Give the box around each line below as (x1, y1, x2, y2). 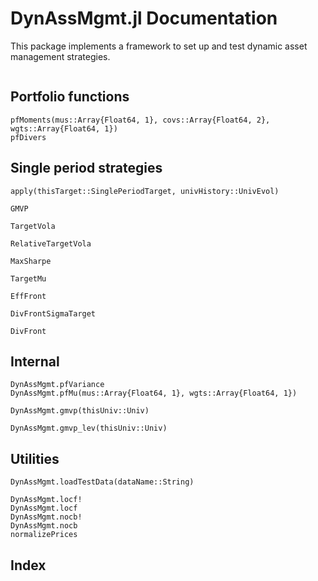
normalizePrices (10, 530, 78, 540)
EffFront (10, 291, 47, 301)
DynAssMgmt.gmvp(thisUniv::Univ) (10, 406, 150, 416)
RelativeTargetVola (10, 238, 92, 249)
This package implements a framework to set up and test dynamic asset (10, 40, 308, 52)
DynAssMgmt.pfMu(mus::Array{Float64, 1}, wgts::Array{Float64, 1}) (10, 388, 298, 399)
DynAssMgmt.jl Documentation (10, 7, 278, 30)
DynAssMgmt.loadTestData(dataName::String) (10, 477, 195, 487)
